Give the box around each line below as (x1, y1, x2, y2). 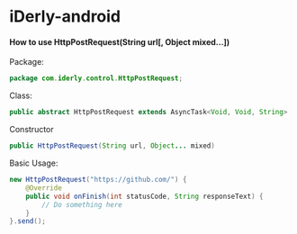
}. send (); (9, 217, 47, 226)
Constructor (9, 124, 54, 135)
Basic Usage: (9, 157, 58, 168)
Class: (9, 90, 33, 101)
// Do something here (41, 200, 123, 209)
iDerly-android (9, 6, 121, 27)
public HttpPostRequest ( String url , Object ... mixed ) (9, 141, 216, 150)
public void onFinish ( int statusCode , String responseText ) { (25, 192, 264, 201)
